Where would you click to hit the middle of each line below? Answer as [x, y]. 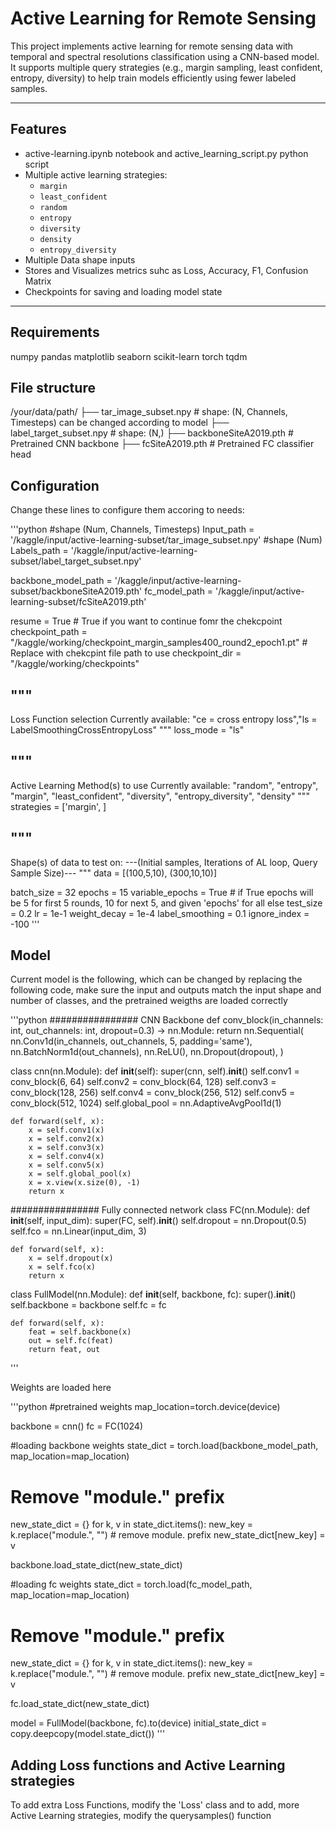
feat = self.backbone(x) [80, 1332]
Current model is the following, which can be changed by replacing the [156, 979]
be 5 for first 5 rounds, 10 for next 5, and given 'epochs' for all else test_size [166, 903]
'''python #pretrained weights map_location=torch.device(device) [145, 1407]
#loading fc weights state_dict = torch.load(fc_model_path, [131, 1584]
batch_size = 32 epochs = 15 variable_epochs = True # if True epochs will [162, 892]
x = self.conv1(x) [66, 1130]
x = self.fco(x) [62, 1267]
